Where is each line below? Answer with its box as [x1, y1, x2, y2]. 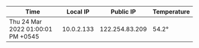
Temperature [152, 8, 190, 15]
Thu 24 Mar [9, 18, 43, 25]
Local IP [66, 8, 90, 15]
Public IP [110, 8, 136, 15]
